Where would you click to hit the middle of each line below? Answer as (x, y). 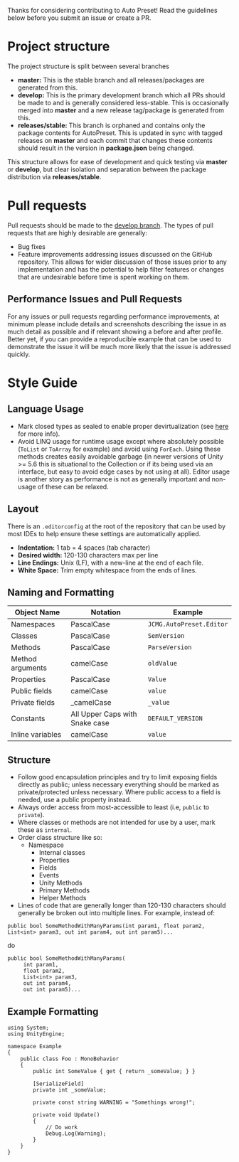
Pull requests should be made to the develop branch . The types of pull (110, 225)
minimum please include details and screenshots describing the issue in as (117, 324)
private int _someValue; (70, 1090)
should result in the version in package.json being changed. (106, 148)
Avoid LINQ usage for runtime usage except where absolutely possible (121, 441)
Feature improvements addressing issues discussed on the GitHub (115, 254)
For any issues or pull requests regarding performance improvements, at (113, 316)
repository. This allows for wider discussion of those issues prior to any (122, 262)
